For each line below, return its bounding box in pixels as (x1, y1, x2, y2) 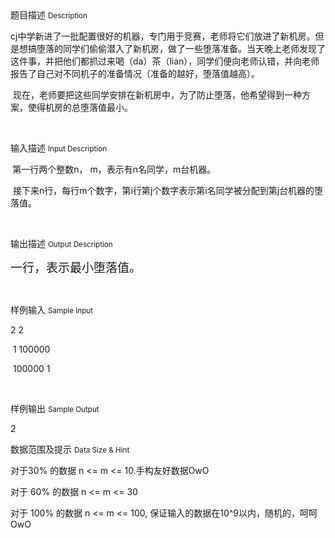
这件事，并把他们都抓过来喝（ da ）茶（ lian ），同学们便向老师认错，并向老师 (10, 55, 320, 67)
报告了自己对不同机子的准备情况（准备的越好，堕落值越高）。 (10, 68, 260, 79)
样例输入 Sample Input (10, 304, 94, 316)
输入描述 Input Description (10, 142, 108, 154)
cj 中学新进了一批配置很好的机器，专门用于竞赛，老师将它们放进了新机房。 (10, 30, 316, 42)
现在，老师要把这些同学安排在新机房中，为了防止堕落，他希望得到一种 (12, 89, 302, 101)
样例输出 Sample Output (10, 403, 100, 414)
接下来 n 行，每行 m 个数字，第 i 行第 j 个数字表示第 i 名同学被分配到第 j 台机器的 (12, 185, 315, 196)
